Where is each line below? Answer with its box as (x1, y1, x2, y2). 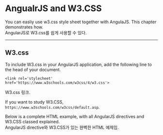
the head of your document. (5, 66, 61, 73)
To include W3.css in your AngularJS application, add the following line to (5, 61, 152, 67)
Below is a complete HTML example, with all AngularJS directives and (5, 113, 145, 119)
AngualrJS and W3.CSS (5, 3, 102, 14)
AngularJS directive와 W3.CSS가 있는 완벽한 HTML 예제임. (5, 124, 119, 130)
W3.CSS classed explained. (5, 119, 60, 124)
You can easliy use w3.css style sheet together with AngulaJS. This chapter (5, 19, 157, 25)
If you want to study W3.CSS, (5, 99, 64, 105)
